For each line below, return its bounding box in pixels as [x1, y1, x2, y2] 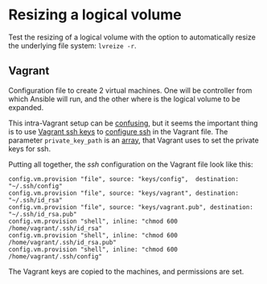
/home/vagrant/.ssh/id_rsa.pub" [8, 238, 117, 246]
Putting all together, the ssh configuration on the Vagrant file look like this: [8, 159, 253, 169]
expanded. [8, 102, 44, 112]
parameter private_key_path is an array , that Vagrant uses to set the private [8, 135, 259, 145]
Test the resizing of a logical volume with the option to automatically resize [8, 32, 256, 42]
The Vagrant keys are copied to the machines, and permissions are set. [8, 266, 244, 276]
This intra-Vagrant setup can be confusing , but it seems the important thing [8, 118, 259, 128]
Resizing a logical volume [8, 6, 183, 24]
